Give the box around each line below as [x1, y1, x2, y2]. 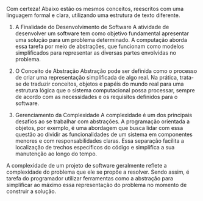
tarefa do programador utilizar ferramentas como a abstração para [6, 175, 174, 182]
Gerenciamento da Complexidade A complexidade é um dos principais [15, 112, 193, 118]
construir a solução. [6, 188, 57, 195]
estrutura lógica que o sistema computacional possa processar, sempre [15, 87, 195, 94]
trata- [179, 74, 194, 81]
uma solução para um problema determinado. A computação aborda [15, 36, 188, 43]
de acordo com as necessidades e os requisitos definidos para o [15, 94, 178, 100]
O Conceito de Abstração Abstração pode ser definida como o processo [15, 67, 198, 75]
